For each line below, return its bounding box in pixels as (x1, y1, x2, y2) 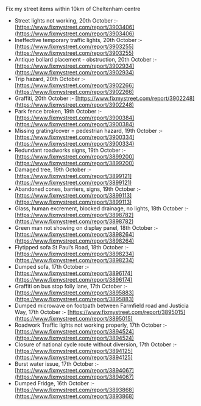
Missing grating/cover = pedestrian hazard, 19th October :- (14, 127, 163, 134)
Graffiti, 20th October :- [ (14, 94, 77, 102)
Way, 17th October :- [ (14, 308, 70, 316)
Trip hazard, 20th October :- (14, 76, 86, 82)
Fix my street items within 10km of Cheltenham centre (5, 5, 141, 12)
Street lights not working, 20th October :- (14, 17, 119, 24)
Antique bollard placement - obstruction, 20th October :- (14, 56, 157, 63)
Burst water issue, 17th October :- (14, 360, 99, 368)
